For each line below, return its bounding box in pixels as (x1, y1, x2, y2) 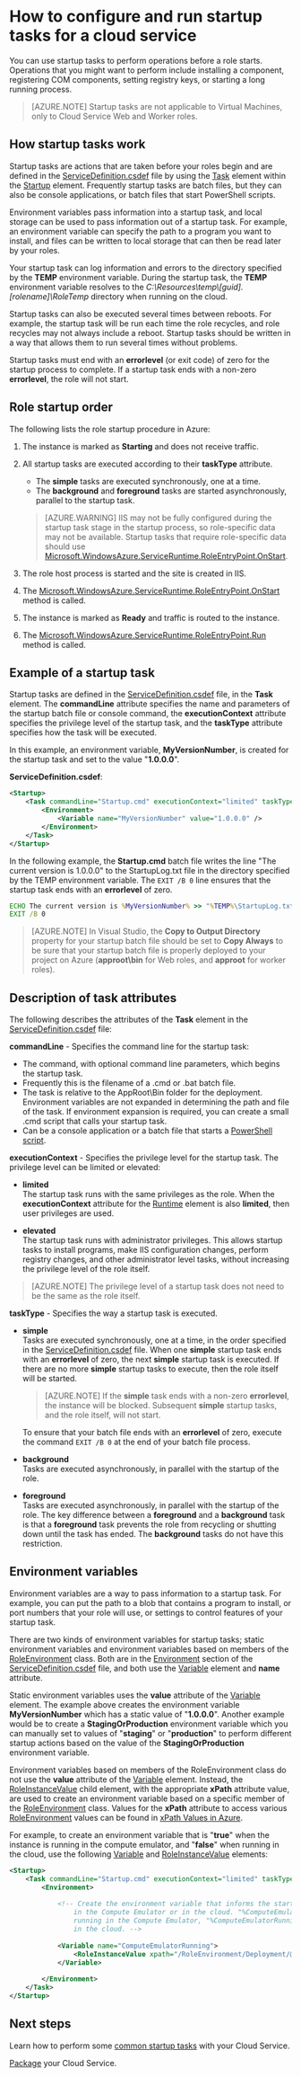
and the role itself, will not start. (44, 1409, 161, 1421)
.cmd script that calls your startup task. (21, 1116, 168, 1127)
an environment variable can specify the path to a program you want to (9, 226, 271, 236)
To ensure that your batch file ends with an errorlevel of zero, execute (21, 1427, 282, 1438)
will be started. (21, 1373, 78, 1384)
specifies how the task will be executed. (9, 727, 157, 738)
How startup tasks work (9, 137, 146, 152)
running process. (9, 84, 73, 94)
